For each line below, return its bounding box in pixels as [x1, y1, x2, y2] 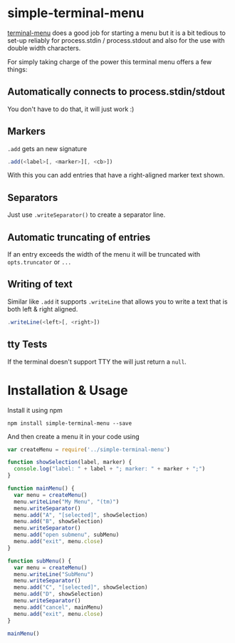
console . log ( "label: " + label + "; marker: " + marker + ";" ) [14, 465, 206, 473]
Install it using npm [7, 406, 63, 414]
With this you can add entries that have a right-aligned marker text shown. [7, 171, 226, 180]
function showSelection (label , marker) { [7, 458, 132, 466]
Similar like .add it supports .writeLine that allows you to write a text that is [7, 297, 228, 306]
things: [7, 65, 28, 73]
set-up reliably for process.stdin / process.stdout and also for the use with [7, 36, 226, 44]
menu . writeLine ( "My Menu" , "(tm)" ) [14, 498, 120, 505]
